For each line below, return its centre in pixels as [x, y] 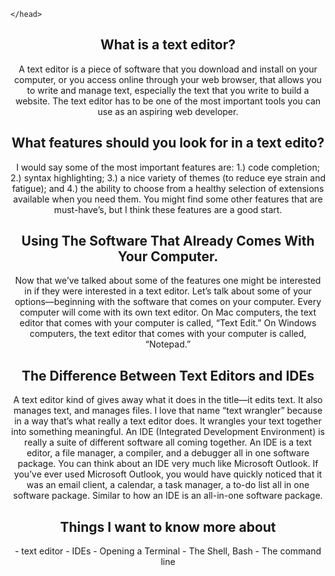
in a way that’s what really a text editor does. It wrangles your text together [168, 421]
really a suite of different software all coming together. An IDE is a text [168, 442]
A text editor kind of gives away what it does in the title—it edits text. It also [168, 400]
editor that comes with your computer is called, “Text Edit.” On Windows [168, 323]
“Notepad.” [168, 344]
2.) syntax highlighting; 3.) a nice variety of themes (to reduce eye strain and [168, 177]
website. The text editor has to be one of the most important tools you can [168, 101]
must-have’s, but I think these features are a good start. [168, 209]
